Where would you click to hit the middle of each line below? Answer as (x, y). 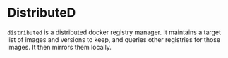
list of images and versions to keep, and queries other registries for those (114, 39)
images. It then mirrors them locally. (59, 47)
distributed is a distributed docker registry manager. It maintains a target (114, 32)
